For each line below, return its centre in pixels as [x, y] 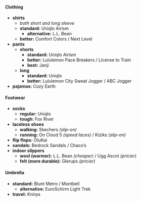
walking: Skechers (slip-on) [48, 130]
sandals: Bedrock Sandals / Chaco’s [49, 146]
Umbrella [15, 173]
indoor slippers [28, 151]
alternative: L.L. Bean [49, 34]
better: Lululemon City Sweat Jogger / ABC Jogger [79, 81]
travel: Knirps [26, 194]
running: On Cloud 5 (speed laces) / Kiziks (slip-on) [73, 135]
